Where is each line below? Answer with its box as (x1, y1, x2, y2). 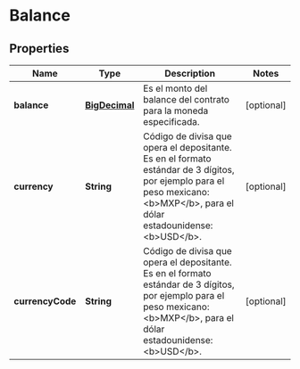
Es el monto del (142, 82, 208, 94)
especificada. (142, 116, 200, 127)
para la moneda (142, 104, 209, 117)
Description (164, 68, 216, 79)
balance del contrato (142, 94, 230, 105)
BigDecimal (84, 99, 135, 111)
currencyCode (13, 295, 77, 307)
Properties (9, 41, 70, 56)
